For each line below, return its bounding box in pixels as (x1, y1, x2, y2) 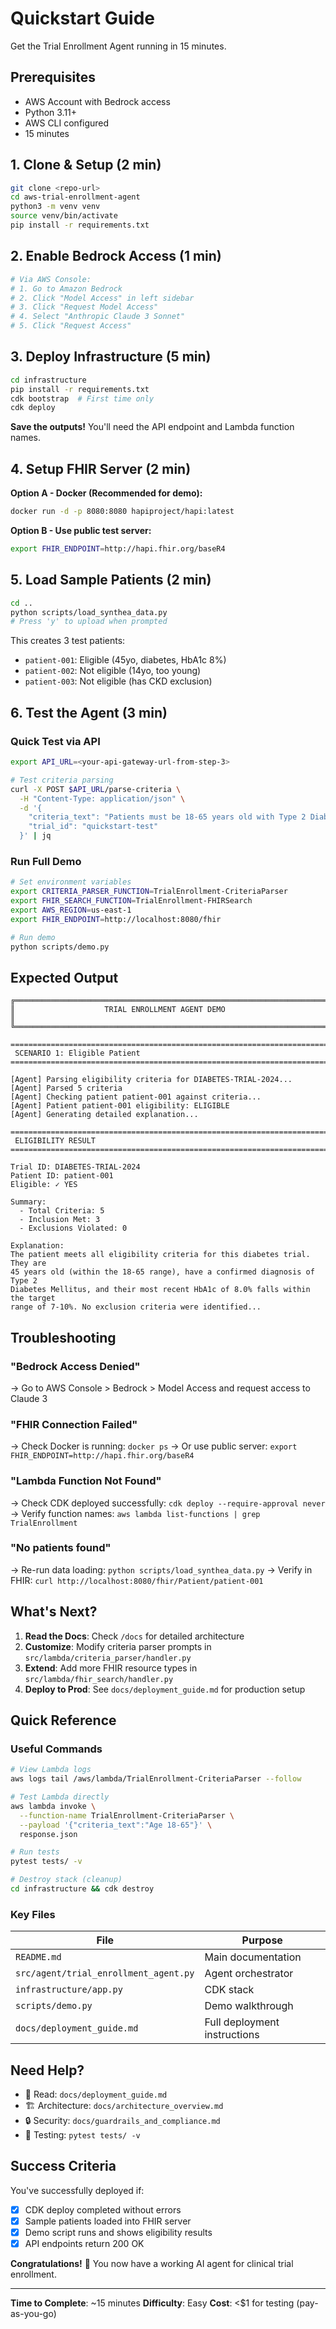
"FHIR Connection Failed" (10, 1417, 138, 1431)
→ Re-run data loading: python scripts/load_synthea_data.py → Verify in (10, 1563, 313, 1576)
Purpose (241, 1933, 283, 1947)
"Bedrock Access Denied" (10, 1359, 141, 1373)
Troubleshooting (10, 1329, 117, 1346)
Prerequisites (10, 69, 96, 86)
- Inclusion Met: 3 (19, 1215, 101, 1225)
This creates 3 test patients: (10, 635, 126, 647)
